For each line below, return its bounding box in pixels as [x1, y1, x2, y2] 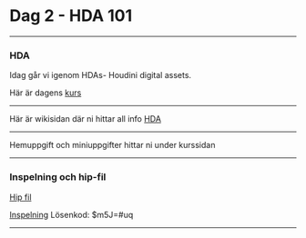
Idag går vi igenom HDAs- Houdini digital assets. [9, 70, 192, 81]
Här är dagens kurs [9, 87, 82, 98]
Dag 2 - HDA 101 [9, 5, 133, 26]
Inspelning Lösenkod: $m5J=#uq [9, 209, 134, 220]
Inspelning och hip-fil [9, 171, 107, 183]
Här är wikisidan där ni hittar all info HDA [9, 114, 162, 124]
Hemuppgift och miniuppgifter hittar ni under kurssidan [9, 140, 216, 151]
